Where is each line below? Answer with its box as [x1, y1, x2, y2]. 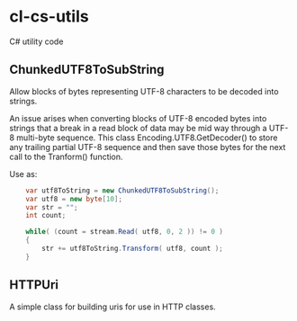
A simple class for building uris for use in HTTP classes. [9, 301, 216, 312]
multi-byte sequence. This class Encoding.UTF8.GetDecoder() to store [16, 132, 278, 143]
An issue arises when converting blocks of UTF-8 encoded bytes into [9, 112, 267, 123]
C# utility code [9, 36, 64, 47]
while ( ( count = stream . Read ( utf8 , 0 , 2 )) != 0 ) [25, 227, 223, 236]
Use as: [9, 168, 38, 179]
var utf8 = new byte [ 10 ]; [25, 194, 123, 203]
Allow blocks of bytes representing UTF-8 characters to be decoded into [9, 85, 279, 96]
